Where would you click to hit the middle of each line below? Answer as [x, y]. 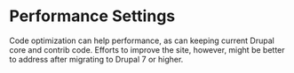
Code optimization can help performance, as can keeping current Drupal [142, 40]
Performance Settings [92, 16]
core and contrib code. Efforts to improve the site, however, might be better [147, 49]
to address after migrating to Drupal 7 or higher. [96, 59]
